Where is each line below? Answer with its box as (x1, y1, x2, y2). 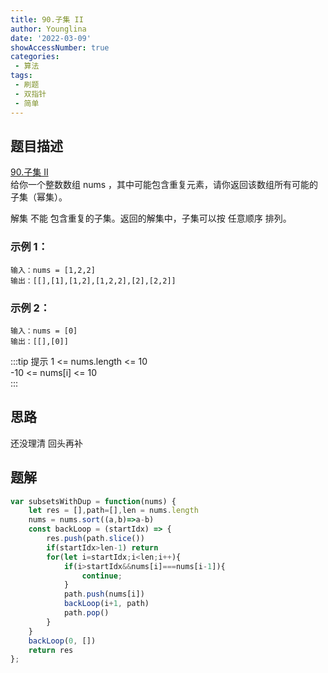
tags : (10, 71, 33, 81)
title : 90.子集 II (10, 14, 84, 25)
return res (28, 645, 74, 655)
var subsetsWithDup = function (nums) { (10, 496, 177, 506)
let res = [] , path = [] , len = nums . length (28, 506, 199, 516)
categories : (10, 52, 60, 62)
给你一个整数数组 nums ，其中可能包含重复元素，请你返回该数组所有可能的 (10, 179, 319, 191)
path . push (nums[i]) (63, 589, 145, 600)
